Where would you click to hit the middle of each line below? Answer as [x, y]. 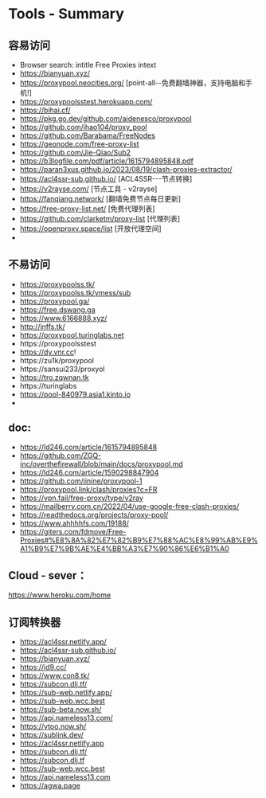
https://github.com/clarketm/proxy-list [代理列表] [100, 219]
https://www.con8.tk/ [55, 676]
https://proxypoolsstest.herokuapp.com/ [86, 102]
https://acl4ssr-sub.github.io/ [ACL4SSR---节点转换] [106, 179]
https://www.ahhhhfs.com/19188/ [74, 523]
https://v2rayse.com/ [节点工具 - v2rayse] [88, 189]
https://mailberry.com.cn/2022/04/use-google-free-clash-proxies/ [129, 506]
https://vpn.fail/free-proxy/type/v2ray [81, 498]
